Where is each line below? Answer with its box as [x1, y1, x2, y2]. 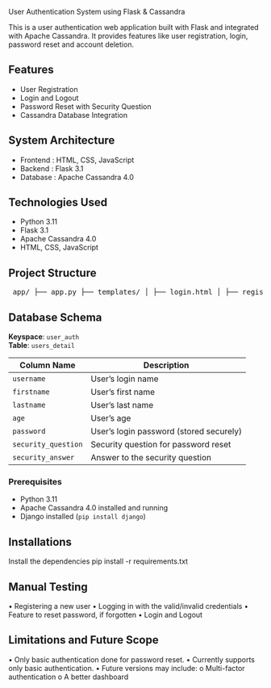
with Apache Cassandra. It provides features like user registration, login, [8, 31, 248, 40]
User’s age [90, 413, 131, 424]
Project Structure [8, 266, 97, 279]
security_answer [12, 453, 75, 463]
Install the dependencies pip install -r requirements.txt [8, 556, 188, 566]
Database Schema [8, 310, 102, 324]
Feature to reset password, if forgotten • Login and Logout [8, 610, 203, 619]
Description [143, 359, 190, 371]
